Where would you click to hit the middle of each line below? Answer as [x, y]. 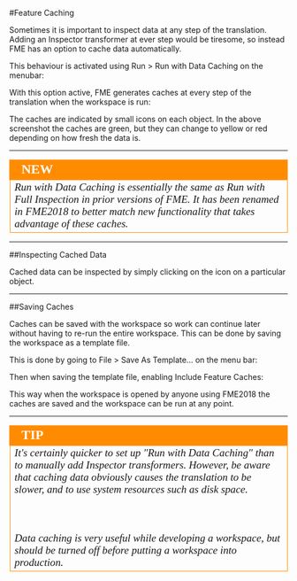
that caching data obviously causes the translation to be [133, 477]
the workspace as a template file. [70, 343]
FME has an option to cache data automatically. [95, 49]
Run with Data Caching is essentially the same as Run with [140, 187]
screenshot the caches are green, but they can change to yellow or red [138, 128]
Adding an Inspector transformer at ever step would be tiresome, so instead [147, 39]
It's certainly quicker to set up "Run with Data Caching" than [145, 453]
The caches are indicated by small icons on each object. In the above [135, 119]
